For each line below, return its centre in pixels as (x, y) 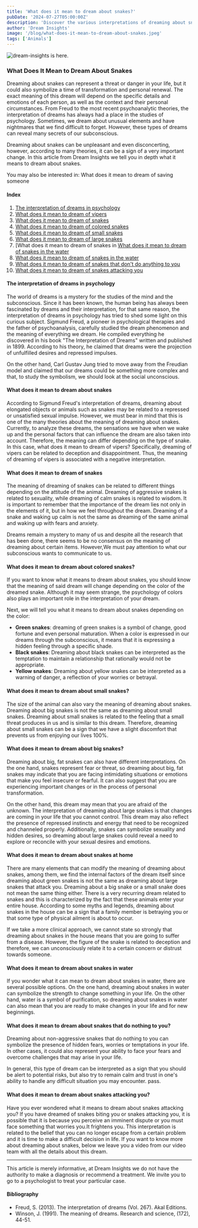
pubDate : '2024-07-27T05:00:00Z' (48, 17)
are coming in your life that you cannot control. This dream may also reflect (98, 816)
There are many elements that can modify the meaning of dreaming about (96, 868)
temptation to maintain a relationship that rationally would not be (93, 659)
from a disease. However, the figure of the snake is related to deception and (99, 942)
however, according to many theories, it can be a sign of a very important (95, 151)
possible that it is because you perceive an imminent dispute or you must (95, 1120)
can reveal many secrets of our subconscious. (63, 133)
